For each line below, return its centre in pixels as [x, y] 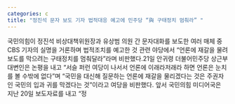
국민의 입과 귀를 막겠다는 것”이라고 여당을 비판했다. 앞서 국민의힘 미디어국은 [118, 84]
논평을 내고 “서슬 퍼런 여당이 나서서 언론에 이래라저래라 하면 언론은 [122, 67]
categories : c [28, 14]
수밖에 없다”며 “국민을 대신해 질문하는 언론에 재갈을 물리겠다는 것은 [114, 76]
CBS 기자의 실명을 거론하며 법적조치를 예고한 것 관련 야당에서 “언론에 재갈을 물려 [117, 50]
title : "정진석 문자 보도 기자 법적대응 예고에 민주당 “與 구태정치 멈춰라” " [105, 20]
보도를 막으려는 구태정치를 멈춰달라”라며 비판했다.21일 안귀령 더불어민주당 [108, 58]
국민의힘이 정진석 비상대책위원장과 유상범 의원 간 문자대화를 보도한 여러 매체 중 [115, 41]
